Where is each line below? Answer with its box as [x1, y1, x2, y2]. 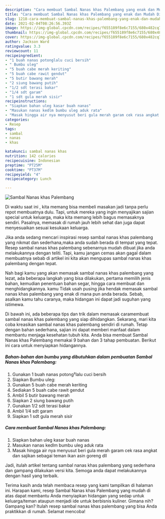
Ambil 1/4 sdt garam [12, 408, 53, 414]
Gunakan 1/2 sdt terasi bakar [12, 403, 71, 409]
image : [5, 26, 19, 31]
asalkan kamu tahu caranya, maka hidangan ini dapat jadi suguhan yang [5, 296, 151, 302]
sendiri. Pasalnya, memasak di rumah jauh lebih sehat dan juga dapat [5, 220, 145, 226]
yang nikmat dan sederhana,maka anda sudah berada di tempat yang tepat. [5, 240, 158, 245]
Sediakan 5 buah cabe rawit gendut [12, 387, 84, 393]
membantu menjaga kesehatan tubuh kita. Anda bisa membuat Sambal [5, 332, 148, 338]
